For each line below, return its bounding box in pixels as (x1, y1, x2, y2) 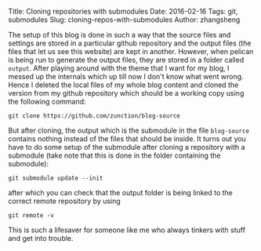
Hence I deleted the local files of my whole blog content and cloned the (8, 80, 239, 89)
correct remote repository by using (8, 196, 121, 206)
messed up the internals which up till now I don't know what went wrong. (8, 72, 245, 81)
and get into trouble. (8, 234, 74, 242)
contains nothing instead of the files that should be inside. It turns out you (8, 134, 247, 144)
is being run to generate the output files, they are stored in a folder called (8, 55, 245, 64)
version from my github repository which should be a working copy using (8, 89, 245, 97)
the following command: (8, 97, 86, 106)
